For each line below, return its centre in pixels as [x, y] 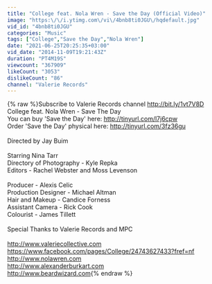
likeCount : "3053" [34, 71]
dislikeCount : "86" [35, 78]
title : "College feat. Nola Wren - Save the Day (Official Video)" [107, 14]
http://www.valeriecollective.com [54, 244]
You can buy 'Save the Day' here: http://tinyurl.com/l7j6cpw [92, 119]
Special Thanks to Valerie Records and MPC [70, 229]
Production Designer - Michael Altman [62, 193]
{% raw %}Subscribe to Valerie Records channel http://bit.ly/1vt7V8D [106, 104]
